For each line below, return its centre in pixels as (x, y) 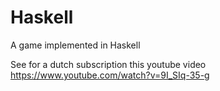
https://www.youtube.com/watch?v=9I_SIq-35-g (110, 75)
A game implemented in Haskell (75, 45)
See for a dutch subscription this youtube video (108, 64)
